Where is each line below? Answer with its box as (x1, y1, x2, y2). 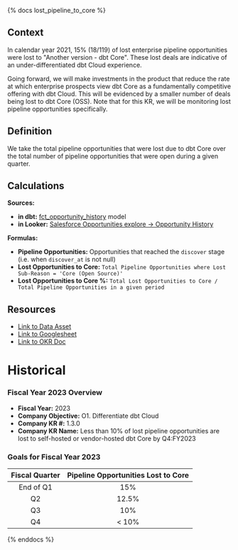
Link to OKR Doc (17, 337, 66, 346)
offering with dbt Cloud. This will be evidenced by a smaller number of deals (7, 89, 231, 98)
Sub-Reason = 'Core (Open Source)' (17, 270, 124, 277)
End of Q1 (18, 482, 53, 492)
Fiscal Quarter (11, 470, 60, 480)
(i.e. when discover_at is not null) (17, 255, 116, 264)
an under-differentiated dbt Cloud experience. (7, 60, 142, 69)
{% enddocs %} (7, 535, 55, 544)
